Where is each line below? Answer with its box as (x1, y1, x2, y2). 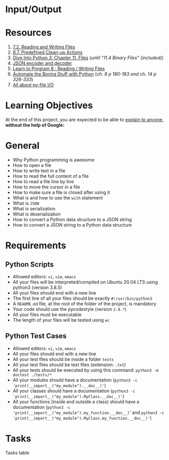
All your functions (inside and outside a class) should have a (12, 398, 139, 404)
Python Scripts (5, 260, 54, 269)
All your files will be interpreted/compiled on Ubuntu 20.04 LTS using (12, 279, 158, 285)
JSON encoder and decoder (12, 60, 73, 66)
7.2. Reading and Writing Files (12, 44, 76, 50)
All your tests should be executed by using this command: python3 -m (12, 367, 159, 373)
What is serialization (12, 206, 56, 211)
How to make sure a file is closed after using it (12, 189, 110, 195)
